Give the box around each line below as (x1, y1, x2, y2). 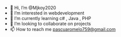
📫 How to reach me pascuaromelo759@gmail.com (10, 26, 116, 32)
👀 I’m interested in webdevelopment (10, 10, 84, 16)
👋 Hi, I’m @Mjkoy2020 (10, 5, 56, 10)
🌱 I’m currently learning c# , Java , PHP (10, 15, 91, 21)
